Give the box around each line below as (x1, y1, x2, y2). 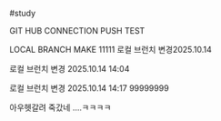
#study (9, 8, 36, 18)
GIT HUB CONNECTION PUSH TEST (9, 25, 146, 35)
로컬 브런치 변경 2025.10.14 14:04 (9, 64, 130, 74)
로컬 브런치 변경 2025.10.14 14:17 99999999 (9, 83, 170, 94)
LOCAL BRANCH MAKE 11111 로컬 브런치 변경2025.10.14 (9, 45, 212, 55)
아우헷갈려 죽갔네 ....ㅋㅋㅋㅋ (9, 102, 112, 113)
